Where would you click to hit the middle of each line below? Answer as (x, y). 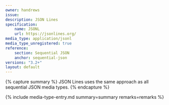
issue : (12, 15)
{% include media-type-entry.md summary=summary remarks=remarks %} (85, 97)
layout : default (22, 67)
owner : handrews (22, 10)
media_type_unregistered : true (39, 44)
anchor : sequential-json (41, 58)
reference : (17, 48)
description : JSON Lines (32, 19)
